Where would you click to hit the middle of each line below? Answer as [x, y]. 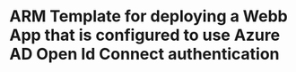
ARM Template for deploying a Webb [149, 16]
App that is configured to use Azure [145, 35]
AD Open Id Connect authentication [144, 54]
